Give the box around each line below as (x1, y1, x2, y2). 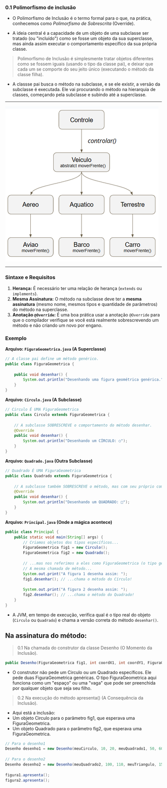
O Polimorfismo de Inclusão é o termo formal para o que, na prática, (12, 15, 152, 21)
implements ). (12, 291, 38, 296)
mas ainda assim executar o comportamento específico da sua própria (12, 41, 157, 47)
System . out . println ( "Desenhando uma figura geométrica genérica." (23, 377, 164, 382)
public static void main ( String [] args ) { (14, 534, 103, 540)
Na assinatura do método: (5, 631, 87, 640)
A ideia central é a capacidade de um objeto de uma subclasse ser (12, 30, 149, 36)
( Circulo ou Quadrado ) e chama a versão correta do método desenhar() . (12, 617, 159, 623)
